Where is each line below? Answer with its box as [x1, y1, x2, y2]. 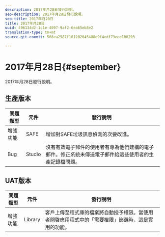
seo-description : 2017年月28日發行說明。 [5, 12, 85, 17]
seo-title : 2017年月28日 [5, 16, 54, 21]
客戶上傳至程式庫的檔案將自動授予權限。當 [45, 209, 144, 216]
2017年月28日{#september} [5, 62, 121, 73]
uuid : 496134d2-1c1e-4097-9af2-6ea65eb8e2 [5, 26, 93, 30]
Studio [26, 151, 41, 158]
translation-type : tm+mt [5, 30, 56, 35]
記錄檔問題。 [51, 158, 81, 165]
